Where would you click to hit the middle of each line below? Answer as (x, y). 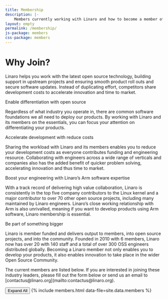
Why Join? (28, 62)
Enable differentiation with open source (46, 102)
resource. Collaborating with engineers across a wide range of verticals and (83, 157)
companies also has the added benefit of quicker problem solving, (73, 162)
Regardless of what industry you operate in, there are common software (79, 111)
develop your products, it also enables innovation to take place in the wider (82, 254)
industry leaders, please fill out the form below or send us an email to (76, 275)
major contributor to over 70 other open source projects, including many (79, 198)
